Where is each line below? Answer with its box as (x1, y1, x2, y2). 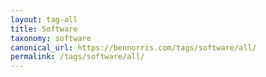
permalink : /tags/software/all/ (10, 52, 145, 62)
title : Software (10, 24, 78, 34)
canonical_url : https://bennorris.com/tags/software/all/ (10, 42, 257, 53)
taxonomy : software (10, 33, 92, 43)
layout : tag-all (10, 14, 78, 25)
